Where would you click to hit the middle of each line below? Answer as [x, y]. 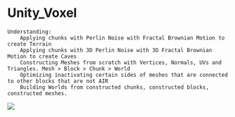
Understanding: [30, 32]
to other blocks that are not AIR [58, 81]
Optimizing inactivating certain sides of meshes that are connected [124, 75]
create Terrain [30, 44]
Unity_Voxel [42, 13]
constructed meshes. [38, 93]
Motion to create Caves [42, 56]
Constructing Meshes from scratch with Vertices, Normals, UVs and [121, 62]
